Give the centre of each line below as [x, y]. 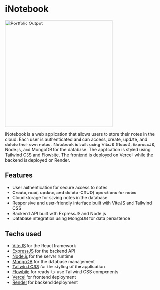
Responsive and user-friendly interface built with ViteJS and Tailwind [82, 203]
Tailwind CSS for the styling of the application [58, 266]
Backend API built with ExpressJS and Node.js [59, 213]
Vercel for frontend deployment [44, 277]
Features [19, 176]
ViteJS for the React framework [44, 245]
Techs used [23, 234]
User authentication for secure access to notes [60, 187]
